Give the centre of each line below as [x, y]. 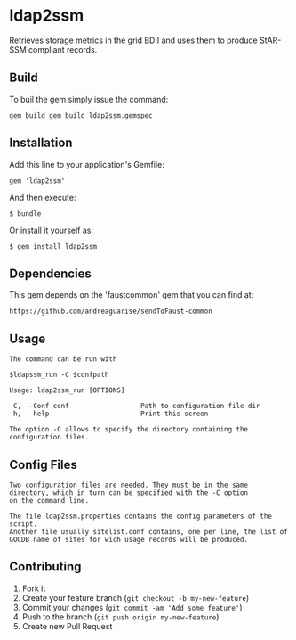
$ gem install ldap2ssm [53, 246]
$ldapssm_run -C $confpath [59, 375]
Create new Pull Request [67, 626]
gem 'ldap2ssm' [37, 181]
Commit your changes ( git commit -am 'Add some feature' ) [132, 607]
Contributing [45, 567]
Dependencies [50, 273]
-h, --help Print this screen [109, 414]
